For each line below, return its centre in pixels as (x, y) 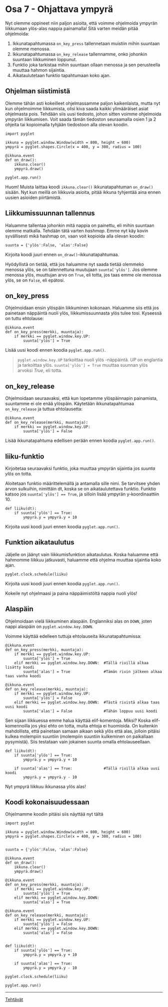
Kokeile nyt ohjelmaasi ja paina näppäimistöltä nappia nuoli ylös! (71, 593)
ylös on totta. (19, 474)
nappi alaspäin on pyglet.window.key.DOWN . (49, 626)
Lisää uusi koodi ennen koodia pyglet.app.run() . (55, 350)
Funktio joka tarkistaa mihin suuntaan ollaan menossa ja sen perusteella (86, 65)
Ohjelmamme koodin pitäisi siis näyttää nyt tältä (54, 814)
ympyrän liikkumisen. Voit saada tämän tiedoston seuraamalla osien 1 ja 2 (81, 119)
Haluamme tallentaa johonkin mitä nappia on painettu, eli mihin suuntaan (80, 225)
